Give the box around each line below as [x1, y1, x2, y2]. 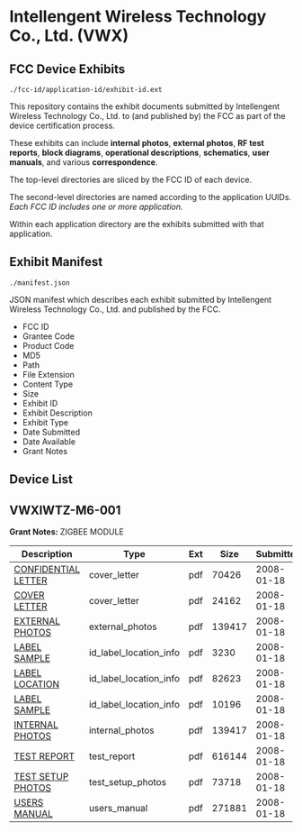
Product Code [22, 340, 75, 351]
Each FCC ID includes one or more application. [9, 201, 183, 212]
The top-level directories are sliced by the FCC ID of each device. [9, 174, 253, 185]
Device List [9, 471, 74, 488]
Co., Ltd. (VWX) [9, 25, 129, 46]
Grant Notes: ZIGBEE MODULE [9, 526, 124, 537]
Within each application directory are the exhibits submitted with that [9, 219, 265, 229]
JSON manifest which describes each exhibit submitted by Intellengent [9, 294, 272, 305]
